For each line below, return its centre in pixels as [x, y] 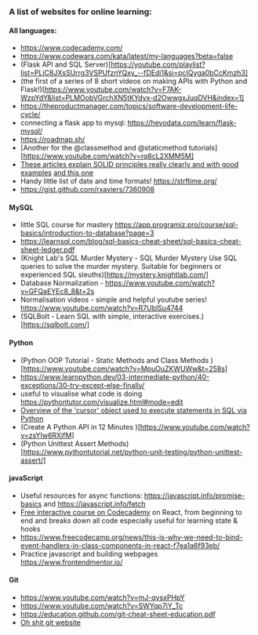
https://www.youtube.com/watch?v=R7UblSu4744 [102, 308]
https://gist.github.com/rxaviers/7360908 [87, 190]
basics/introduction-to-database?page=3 [87, 233]
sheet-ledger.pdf [47, 250]
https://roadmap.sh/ [53, 140]
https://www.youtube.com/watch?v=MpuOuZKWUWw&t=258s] [125, 368]
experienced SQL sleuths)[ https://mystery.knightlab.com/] [114, 275]
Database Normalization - [62, 283]
